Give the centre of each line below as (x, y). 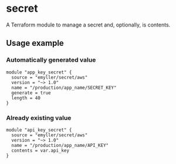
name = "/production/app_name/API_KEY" (60, 145)
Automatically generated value (51, 60)
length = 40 (26, 98)
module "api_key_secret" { (39, 130)
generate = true (31, 93)
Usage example (35, 43)
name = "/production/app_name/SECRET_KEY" (64, 88)
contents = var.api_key (40, 150)
